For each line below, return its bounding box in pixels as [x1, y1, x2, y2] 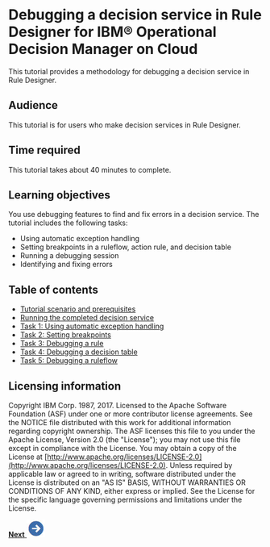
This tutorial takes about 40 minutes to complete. [8, 165, 172, 174]
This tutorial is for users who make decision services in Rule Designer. [8, 119, 242, 130]
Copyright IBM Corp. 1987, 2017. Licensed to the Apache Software [8, 401, 227, 410]
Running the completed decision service [19, 313, 155, 323]
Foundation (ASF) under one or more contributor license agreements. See [8, 409, 253, 419]
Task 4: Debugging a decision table [19, 347, 139, 357]
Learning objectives [8, 188, 111, 202]
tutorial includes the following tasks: [8, 218, 128, 228]
